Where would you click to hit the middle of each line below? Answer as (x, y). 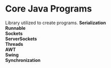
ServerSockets (21, 39)
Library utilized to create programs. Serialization (56, 23)
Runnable (16, 28)
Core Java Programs (48, 9)
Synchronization (23, 60)
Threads (14, 44)
